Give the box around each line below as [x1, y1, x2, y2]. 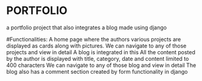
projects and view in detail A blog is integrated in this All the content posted [6, 48, 196, 55]
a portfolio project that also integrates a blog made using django [6, 24, 167, 31]
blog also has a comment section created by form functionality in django [6, 68, 188, 75]
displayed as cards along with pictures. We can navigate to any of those [6, 42, 187, 49]
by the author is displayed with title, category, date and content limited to [6, 55, 189, 62]
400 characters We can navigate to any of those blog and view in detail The [6, 62, 197, 69]
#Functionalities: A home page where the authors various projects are [6, 35, 181, 43]
